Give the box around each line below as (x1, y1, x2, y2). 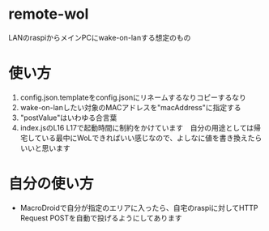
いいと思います (19, 143, 70, 152)
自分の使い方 (8, 175, 95, 193)
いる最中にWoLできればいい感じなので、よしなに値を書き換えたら (41, 133, 263, 143)
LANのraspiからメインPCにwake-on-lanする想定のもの (8, 32, 191, 42)
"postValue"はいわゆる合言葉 (19, 113, 117, 122)
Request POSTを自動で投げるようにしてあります (19, 212, 182, 223)
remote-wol (8, 5, 89, 24)
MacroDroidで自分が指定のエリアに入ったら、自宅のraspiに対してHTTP (19, 203, 258, 212)
